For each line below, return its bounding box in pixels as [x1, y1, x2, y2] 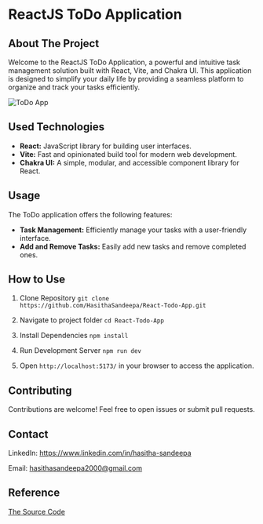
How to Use [8, 273, 66, 286]
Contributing [8, 384, 72, 397]
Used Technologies [8, 120, 104, 134]
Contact [8, 428, 49, 441]
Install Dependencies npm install [19, 331, 129, 340]
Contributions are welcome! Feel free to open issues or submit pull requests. [8, 405, 255, 414]
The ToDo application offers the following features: [8, 209, 173, 219]
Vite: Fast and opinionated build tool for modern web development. [19, 149, 237, 158]
